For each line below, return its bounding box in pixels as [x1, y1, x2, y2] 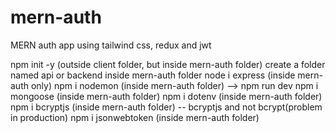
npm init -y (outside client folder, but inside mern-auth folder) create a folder [10, 58, 326, 70]
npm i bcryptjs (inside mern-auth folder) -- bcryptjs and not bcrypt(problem [10, 101, 323, 113]
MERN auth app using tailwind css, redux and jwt [10, 39, 212, 51]
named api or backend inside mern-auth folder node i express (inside [10, 69, 296, 81]
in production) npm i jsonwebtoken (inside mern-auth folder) [10, 111, 260, 123]
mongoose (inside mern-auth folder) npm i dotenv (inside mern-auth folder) [10, 90, 323, 102]
